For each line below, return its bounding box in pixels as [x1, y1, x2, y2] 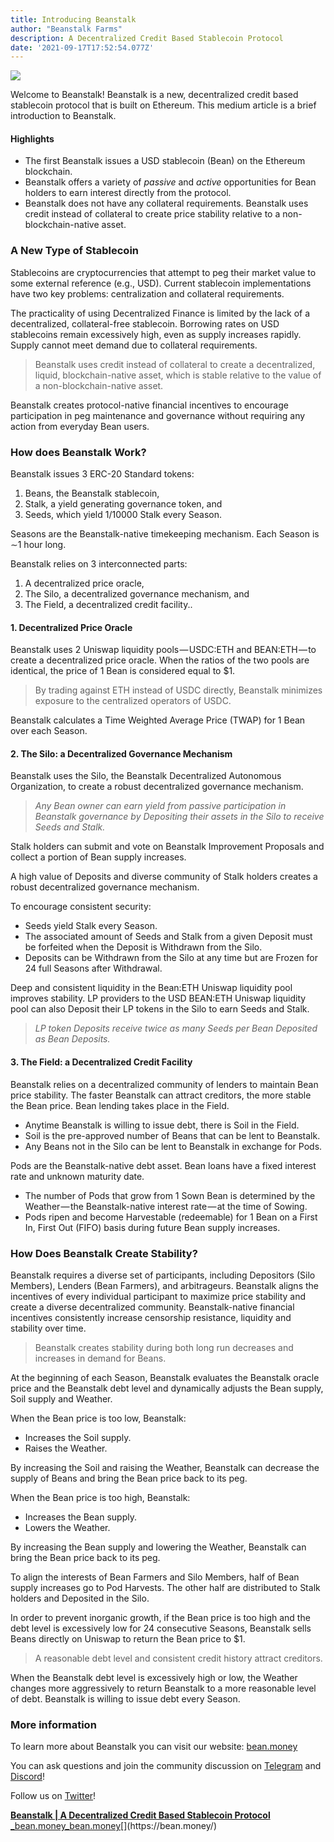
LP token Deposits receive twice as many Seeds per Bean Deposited [34, 1022, 318, 1035]
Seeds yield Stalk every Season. [24, 920, 158, 932]
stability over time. [10, 1322, 87, 1334]
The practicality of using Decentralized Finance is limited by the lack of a [10, 307, 311, 319]
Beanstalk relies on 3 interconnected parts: [10, 558, 188, 570]
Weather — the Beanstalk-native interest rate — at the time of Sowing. [24, 1200, 308, 1212]
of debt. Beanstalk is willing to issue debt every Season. [10, 1692, 241, 1705]
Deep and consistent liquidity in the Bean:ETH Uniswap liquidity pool [10, 982, 293, 994]
